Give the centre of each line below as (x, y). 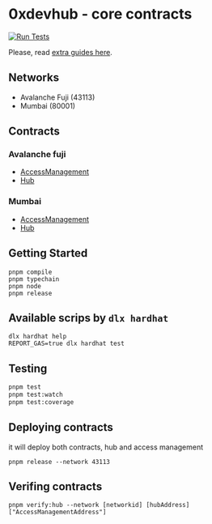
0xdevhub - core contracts (100, 14)
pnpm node (25, 286)
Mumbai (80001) (47, 105)
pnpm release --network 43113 (59, 462)
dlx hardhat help (38, 337)
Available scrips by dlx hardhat (88, 318)
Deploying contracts (61, 427)
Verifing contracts (55, 486)
